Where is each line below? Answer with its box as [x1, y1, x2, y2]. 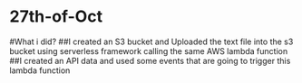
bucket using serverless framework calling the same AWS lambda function [9, 45, 288, 56]
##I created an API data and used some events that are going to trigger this [9, 55, 291, 66]
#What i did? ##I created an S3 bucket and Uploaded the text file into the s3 [9, 36, 294, 47]
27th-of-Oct [9, 6, 102, 27]
